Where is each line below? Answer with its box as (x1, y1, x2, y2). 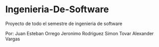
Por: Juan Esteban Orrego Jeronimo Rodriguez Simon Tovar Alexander (5, 30, 154, 36)
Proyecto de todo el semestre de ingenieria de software (5, 20, 123, 27)
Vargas (5, 36, 20, 42)
